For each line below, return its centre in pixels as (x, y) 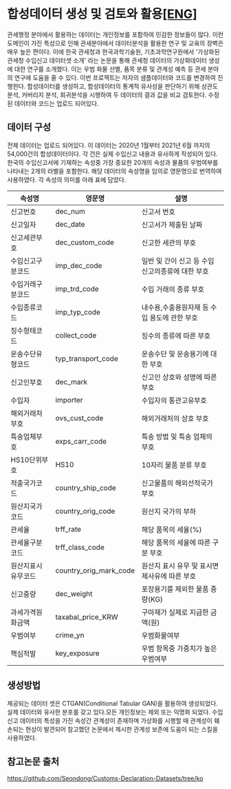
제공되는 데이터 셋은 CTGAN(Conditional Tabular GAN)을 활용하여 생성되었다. (113, 703)
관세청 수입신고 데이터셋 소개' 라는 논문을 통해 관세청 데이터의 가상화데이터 (107, 60)
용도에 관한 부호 (174, 318)
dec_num (70, 211)
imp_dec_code (79, 265)
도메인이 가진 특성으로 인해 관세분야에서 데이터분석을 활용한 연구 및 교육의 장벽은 (115, 43)
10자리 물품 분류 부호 (174, 464)
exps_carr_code (81, 441)
